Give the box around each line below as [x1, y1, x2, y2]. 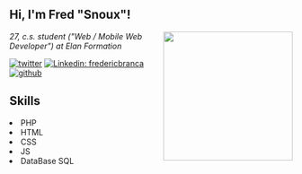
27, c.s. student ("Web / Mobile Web [9, 30, 143, 41]
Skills [9, 93, 40, 109]
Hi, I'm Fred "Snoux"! [9, 7, 131, 22]
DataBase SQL [21, 155, 75, 166]
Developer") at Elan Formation [9, 40, 122, 51]
